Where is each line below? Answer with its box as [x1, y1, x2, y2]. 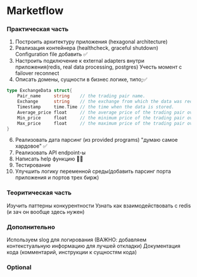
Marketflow [6, 4, 64, 18]
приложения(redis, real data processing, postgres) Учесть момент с [15, 63, 182, 71]
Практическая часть [6, 25, 69, 33]
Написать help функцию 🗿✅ [15, 155, 84, 162]
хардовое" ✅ [15, 142, 48, 150]
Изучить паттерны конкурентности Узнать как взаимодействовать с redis [6, 202, 191, 209]
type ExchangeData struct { [6, 88, 72, 94]
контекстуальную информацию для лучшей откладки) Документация [6, 242, 181, 249]
